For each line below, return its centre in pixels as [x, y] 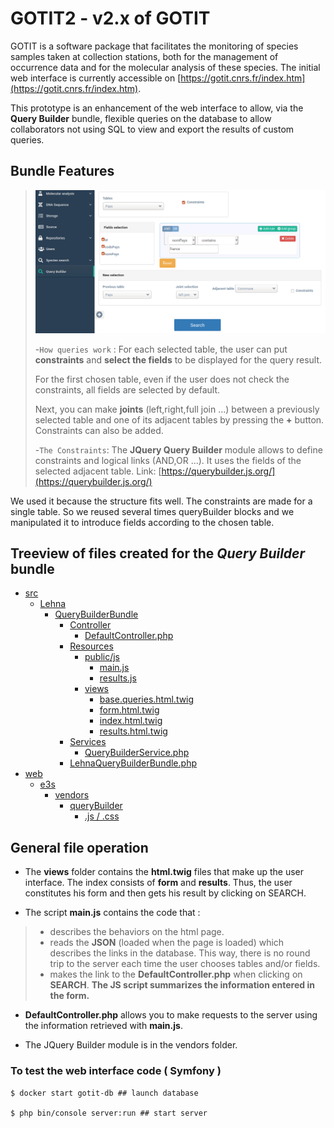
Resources [91, 646]
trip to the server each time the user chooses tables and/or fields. [185, 964]
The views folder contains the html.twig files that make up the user [164, 872]
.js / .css [102, 816]
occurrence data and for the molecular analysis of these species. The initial [165, 67]
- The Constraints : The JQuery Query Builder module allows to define [178, 449]
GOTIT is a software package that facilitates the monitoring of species [154, 46]
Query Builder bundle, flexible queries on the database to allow [141, 118]
